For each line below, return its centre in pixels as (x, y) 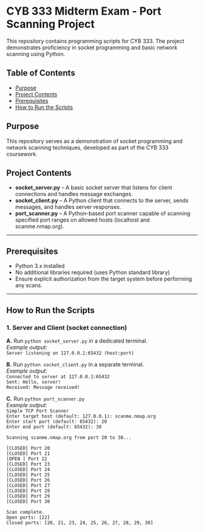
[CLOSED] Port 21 (28, 453)
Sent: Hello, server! (34, 382)
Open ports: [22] (28, 517)
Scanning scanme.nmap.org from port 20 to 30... (69, 437)
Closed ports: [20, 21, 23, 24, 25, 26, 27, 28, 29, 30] (80, 523)
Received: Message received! (43, 387)
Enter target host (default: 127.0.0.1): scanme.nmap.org (81, 416)
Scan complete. (25, 512)
